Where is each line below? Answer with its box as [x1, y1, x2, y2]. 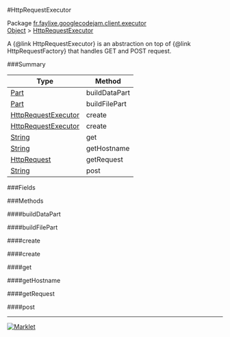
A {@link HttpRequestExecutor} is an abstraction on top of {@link [7, 40, 191, 47]
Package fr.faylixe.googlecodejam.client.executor [7, 19, 147, 27]
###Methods [7, 197, 44, 205]
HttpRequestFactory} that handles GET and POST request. [7, 47, 172, 55]
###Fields [7, 184, 36, 191]
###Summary [7, 60, 46, 68]
